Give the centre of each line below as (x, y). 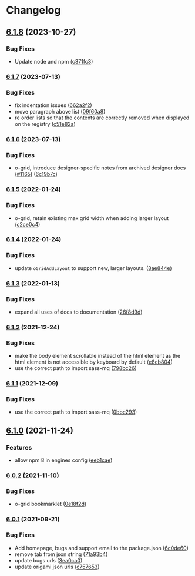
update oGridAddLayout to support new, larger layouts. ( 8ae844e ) (93, 268)
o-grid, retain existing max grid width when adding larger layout (92, 218)
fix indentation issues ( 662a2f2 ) (53, 105)
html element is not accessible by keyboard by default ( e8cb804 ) (94, 362)
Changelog (33, 10)
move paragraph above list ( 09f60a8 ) (60, 112)
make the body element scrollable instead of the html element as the (97, 356)
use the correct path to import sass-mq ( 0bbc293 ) (76, 412)
